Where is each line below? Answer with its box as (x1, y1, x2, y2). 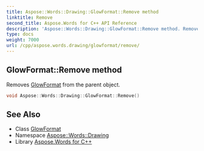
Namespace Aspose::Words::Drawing (15, 132, 109, 139)
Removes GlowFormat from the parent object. (6, 81, 120, 88)
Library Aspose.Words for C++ (15, 138, 92, 146)
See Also (6, 109, 41, 120)
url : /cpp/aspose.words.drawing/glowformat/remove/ (6, 43, 140, 49)
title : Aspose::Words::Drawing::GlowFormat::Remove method (6, 8, 159, 15)
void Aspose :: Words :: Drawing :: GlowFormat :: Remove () (6, 92, 140, 98)
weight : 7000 (6, 37, 39, 43)
